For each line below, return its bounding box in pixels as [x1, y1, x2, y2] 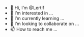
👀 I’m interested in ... [10, 10, 53, 16]
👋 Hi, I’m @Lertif [10, 5, 45, 10]
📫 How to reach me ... [10, 26, 58, 32]
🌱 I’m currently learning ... [10, 15, 65, 21]
